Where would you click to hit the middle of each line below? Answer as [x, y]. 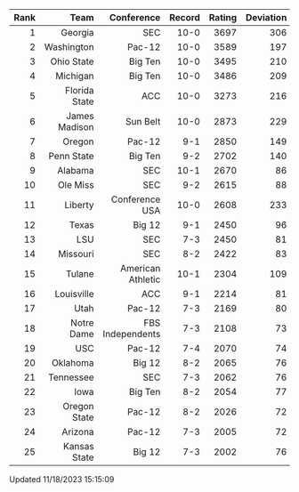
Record [184, 17]
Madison [76, 127]
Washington [69, 47]
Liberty [80, 205]
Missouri [76, 254]
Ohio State [73, 61]
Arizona [78, 432]
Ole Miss [76, 185]
